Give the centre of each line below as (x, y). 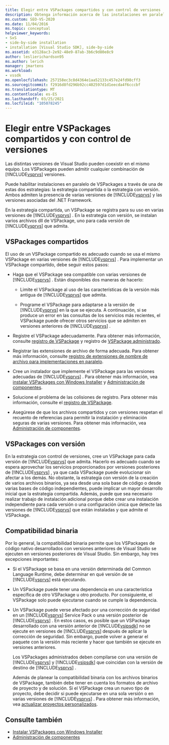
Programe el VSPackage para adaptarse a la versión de (77, 305)
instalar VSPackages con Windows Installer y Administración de (78, 382)
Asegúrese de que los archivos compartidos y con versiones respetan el (88, 412)
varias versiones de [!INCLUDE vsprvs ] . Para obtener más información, (86, 699)
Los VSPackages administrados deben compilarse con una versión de (85, 657)
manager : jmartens (24, 66)
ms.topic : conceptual (28, 29)
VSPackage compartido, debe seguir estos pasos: (57, 264)
